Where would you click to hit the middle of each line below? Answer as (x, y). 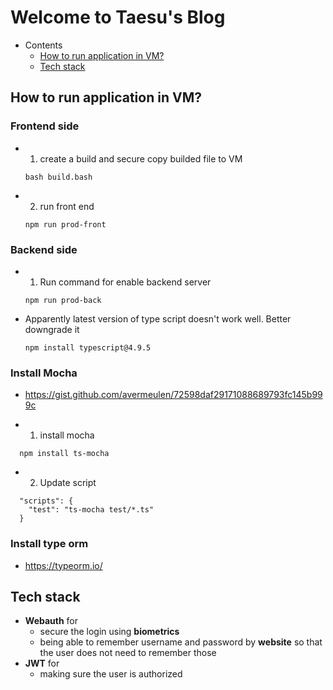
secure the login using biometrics (109, 632)
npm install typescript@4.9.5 (88, 347)
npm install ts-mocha (64, 454)
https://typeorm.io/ (63, 565)
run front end (67, 206)
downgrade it (52, 329)
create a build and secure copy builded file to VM (141, 158)
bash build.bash (58, 177)
